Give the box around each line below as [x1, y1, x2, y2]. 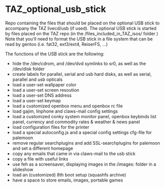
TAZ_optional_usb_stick [5, 3, 106, 15]
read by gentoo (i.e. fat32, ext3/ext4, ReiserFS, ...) [5, 41, 108, 47]
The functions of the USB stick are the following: [5, 51, 104, 57]
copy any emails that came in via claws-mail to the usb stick [12, 151, 136, 157]
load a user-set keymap [12, 97, 61, 103]
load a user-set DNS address [12, 92, 72, 98]
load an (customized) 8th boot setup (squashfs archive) [12, 172, 127, 178]
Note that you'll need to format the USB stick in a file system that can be [5, 36, 153, 42]
